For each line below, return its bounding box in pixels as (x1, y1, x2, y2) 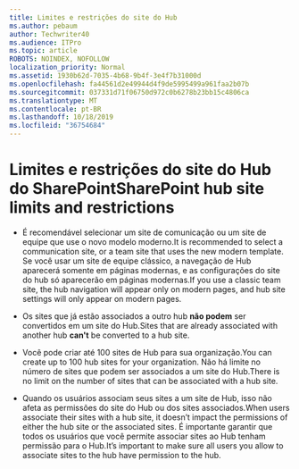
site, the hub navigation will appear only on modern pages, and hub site (21, 283, 286, 295)
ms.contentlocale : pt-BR (9, 105, 102, 113)
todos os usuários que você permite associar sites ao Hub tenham (21, 431, 266, 441)
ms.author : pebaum (9, 21, 78, 30)
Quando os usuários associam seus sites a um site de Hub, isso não (21, 392, 272, 403)
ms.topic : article (9, 46, 78, 55)
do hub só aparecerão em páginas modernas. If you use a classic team (21, 274, 281, 285)
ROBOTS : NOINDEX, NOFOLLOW (9, 54, 110, 63)
